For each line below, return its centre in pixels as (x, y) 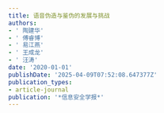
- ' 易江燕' (26, 45)
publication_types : (40, 82)
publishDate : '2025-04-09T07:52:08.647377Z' (83, 75)
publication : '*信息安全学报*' (56, 97)
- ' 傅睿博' (26, 38)
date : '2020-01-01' (40, 68)
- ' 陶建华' (26, 30)
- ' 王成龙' (26, 53)
